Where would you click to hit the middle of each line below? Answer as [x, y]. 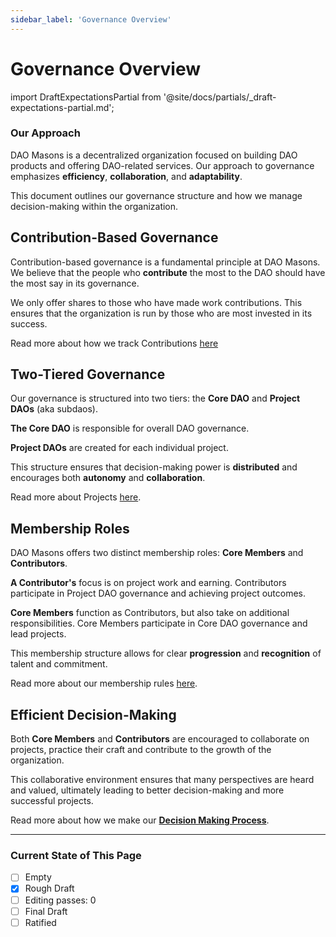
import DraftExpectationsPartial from [86, 97]
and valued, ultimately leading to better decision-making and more [147, 790]
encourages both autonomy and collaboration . [108, 478]
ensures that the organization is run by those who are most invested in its [161, 313]
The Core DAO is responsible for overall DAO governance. [130, 428]
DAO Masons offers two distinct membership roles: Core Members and [157, 553]
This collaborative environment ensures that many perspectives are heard [162, 780]
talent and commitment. [59, 664]
